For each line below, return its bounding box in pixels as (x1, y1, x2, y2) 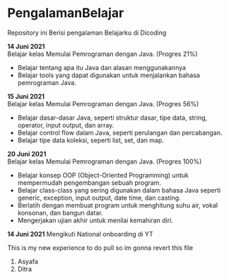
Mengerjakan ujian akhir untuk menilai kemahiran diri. (17, 216, 173, 224)
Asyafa (17, 257, 39, 266)
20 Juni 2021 (7, 149, 47, 158)
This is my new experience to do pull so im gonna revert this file (7, 243, 194, 252)
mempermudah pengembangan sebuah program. (17, 178, 161, 187)
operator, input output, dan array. (17, 120, 114, 129)
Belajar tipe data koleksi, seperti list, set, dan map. (17, 136, 164, 144)
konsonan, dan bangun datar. (17, 208, 103, 217)
